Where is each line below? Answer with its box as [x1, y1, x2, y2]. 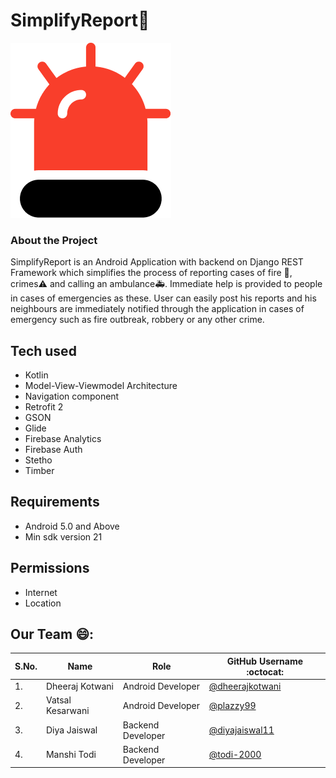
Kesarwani [45, 705, 90, 717]
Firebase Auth [24, 444, 83, 456]
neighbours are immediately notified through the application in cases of [10, 303, 305, 315]
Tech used [10, 342, 77, 359]
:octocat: [246, 665, 285, 678]
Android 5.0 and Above [24, 520, 120, 532]
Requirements [10, 494, 100, 511]
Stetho [24, 454, 53, 466]
